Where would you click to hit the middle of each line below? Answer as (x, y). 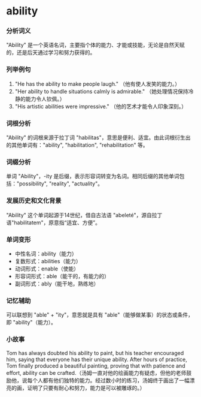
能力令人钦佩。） (45, 99)
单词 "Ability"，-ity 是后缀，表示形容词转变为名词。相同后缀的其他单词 (93, 176)
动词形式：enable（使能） (47, 269)
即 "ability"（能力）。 (31, 323)
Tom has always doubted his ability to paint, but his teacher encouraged (95, 353)
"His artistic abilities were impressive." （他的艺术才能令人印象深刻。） (101, 106)
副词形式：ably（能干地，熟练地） (57, 284)
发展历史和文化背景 (34, 201)
